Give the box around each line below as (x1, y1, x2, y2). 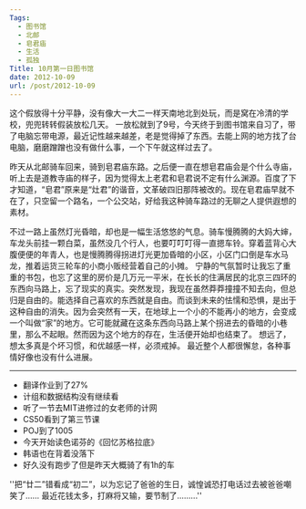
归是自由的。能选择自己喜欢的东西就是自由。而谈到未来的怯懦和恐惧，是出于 (9, 294, 297, 306)
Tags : (9, 13, 30, 23)
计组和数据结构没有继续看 (22, 390, 119, 401)
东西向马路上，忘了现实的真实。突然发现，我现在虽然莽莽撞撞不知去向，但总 (9, 283, 297, 294)
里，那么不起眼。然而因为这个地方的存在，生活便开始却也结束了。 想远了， (9, 328, 291, 339)
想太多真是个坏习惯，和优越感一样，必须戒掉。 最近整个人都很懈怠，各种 (9, 339, 283, 351)
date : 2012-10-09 (9, 73, 76, 82)
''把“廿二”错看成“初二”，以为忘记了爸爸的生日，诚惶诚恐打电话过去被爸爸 (9, 478, 284, 489)
